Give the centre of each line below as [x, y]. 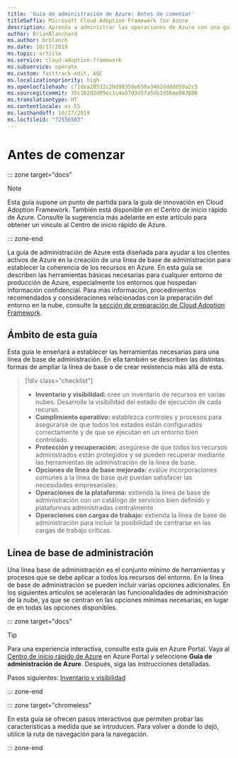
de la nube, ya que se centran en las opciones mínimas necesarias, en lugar [118, 600]
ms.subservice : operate [42, 67]
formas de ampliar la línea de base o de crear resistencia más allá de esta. [115, 367]
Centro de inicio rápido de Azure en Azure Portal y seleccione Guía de [110, 656]
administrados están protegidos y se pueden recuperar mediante [130, 455]
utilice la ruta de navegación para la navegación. [78, 734]
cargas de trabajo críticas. [73, 531]
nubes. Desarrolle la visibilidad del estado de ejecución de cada [128, 402]
